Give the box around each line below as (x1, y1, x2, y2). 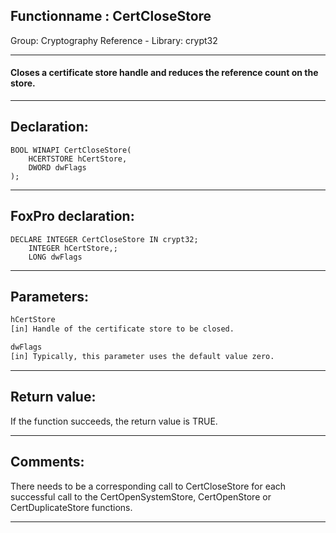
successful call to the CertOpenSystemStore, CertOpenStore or (10, 490, 272, 503)
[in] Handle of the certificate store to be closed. (10, 324, 235, 334)
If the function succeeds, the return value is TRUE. (10, 415, 218, 427)
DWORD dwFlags (28, 162, 87, 173)
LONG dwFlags (28, 252, 83, 262)
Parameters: (10, 289, 89, 306)
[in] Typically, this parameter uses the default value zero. (10, 352, 275, 362)
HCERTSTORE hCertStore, (28, 154, 128, 164)
